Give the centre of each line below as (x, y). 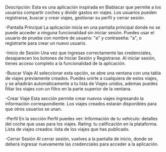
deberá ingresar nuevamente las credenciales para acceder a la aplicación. (82, 144)
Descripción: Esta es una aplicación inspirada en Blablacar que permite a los (83, 7)
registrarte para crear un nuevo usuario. (46, 43)
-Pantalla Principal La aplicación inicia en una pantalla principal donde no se (83, 27)
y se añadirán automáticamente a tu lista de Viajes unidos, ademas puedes (82, 83)
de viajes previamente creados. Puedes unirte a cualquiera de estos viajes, (82, 78)
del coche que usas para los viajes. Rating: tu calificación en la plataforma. (81, 124)
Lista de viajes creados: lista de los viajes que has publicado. (67, 129)
